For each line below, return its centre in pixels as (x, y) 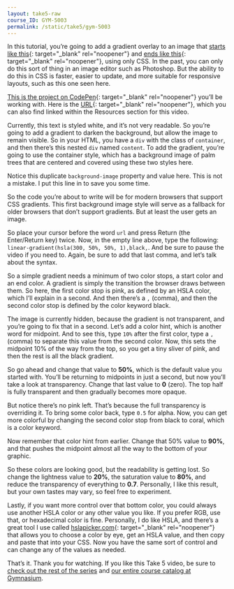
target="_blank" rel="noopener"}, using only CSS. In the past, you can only (115, 61)
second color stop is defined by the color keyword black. (89, 306)
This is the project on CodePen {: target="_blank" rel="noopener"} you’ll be (115, 97)
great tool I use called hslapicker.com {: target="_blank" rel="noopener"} (111, 528)
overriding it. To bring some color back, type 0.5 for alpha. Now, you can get (117, 413)
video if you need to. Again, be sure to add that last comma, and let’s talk (112, 255)
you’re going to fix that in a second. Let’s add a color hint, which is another (115, 327)
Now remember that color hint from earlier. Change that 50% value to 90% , (116, 441)
